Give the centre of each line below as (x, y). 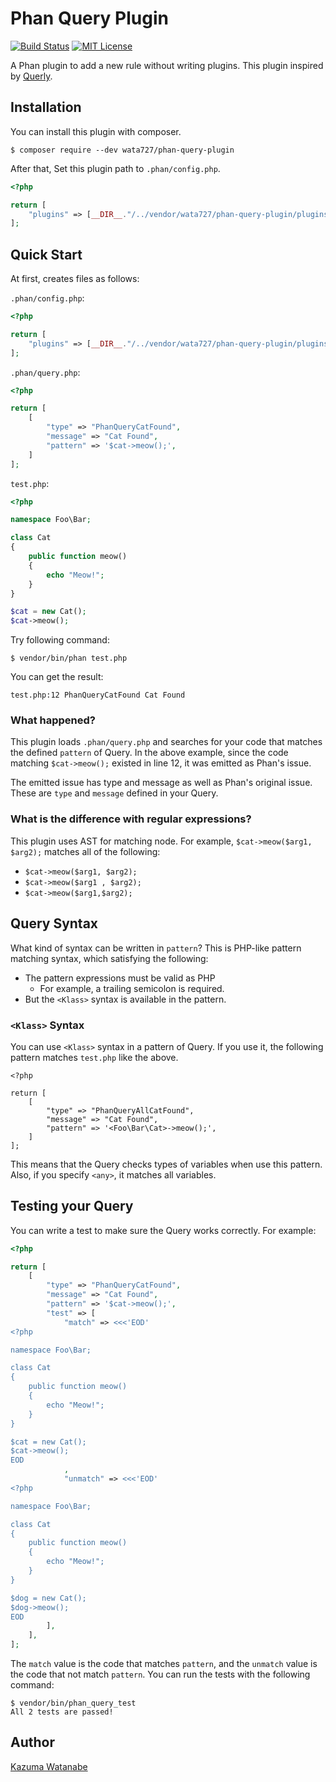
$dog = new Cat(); (48, 1598)
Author (32, 1742)
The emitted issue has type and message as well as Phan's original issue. (161, 783)
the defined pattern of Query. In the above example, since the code (149, 753)
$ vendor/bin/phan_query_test (73, 1703)
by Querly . (31, 76)
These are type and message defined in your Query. (114, 793)
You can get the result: (57, 677)
